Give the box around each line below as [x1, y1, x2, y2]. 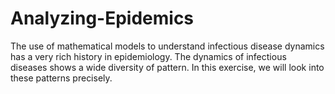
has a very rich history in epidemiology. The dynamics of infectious [10, 50, 287, 62]
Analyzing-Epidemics [10, 7, 195, 30]
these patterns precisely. [10, 72, 113, 84]
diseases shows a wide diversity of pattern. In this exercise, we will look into [10, 61, 325, 73]
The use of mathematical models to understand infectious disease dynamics [10, 40, 325, 52]
